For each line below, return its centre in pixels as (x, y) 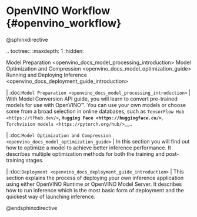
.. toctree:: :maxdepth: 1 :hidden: (45, 51)
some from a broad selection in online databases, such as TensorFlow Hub (95, 111)
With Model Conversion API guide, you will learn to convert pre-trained (92, 99)
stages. (35, 160)
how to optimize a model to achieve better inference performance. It (89, 148)
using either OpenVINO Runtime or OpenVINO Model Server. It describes (94, 184)
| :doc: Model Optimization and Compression (59, 135)
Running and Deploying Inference (46, 75)
